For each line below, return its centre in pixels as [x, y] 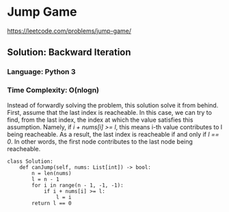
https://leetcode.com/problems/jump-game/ [69, 31]
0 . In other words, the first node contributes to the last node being [100, 142]
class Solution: [30, 161]
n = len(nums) [52, 173]
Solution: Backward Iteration [69, 52]
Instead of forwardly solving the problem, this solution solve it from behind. [113, 105]
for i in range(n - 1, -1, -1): [78, 185]
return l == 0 [52, 203]
